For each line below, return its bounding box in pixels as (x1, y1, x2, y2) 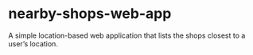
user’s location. (8, 38, 58, 48)
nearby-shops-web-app (8, 5, 172, 23)
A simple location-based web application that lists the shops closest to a (8, 31, 246, 40)
